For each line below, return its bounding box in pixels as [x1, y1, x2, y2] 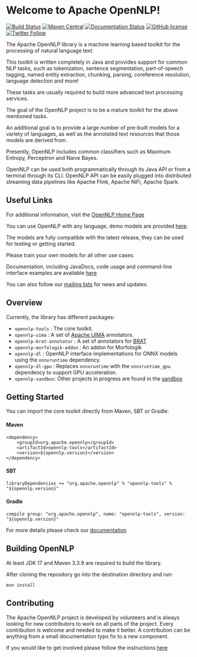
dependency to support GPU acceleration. [14, 369, 118, 376]
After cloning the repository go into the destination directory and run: [6, 570, 173, 578]
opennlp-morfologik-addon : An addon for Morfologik [14, 343, 142, 351]
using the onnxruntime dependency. [14, 356, 101, 363]
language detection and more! [6, 77, 79, 84]
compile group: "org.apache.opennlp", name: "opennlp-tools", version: [6, 511, 185, 517]
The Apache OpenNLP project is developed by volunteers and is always [6, 614, 180, 621]
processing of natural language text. [6, 47, 94, 54]
